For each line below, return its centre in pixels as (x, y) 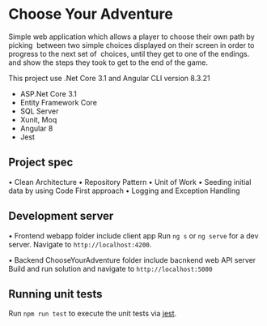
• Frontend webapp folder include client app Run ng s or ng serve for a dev (133, 235)
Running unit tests (55, 294)
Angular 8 (36, 128)
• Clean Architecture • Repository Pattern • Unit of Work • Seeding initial (130, 182)
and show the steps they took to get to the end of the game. (108, 62)
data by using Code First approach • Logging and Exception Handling (124, 191)
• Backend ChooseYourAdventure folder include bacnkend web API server (132, 260)
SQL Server (39, 111)
